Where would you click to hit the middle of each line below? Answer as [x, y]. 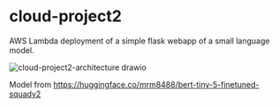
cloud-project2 [65, 16]
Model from [30, 84]
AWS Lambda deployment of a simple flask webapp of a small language [139, 41]
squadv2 [25, 94]
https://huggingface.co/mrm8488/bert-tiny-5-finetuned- [156, 84]
